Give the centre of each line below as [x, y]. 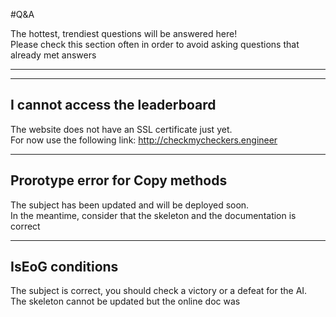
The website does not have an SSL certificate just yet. [121, 129]
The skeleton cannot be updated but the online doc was [125, 301]
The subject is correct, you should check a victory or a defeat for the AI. [159, 291]
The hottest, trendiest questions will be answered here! [124, 33]
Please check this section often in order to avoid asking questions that [155, 44]
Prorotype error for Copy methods [119, 180]
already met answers [53, 55]
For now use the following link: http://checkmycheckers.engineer [144, 140]
